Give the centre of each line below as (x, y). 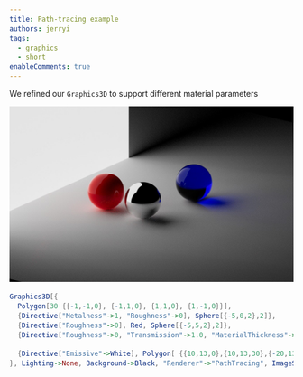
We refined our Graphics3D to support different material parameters (134, 94)
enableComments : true (50, 67)
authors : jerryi (40, 28)
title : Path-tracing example (64, 19)
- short (32, 57)
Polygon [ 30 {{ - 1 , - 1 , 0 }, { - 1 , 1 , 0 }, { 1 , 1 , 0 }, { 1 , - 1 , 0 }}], (125, 306)
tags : (19, 38)
